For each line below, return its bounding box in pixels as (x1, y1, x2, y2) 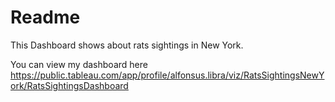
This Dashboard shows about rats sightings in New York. (10, 39, 244, 51)
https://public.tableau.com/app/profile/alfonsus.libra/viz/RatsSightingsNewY (10, 69, 325, 81)
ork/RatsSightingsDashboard (10, 79, 129, 91)
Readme (10, 6, 81, 29)
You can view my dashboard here (10, 58, 148, 70)
